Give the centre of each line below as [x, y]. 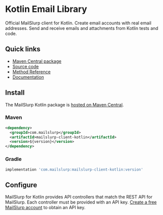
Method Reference [31, 72]
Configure [21, 185]
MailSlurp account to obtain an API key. [45, 208]
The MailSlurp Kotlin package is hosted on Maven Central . [65, 105]
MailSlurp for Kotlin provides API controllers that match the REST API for [79, 197]
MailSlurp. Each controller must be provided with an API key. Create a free [81, 202]
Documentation [28, 77]
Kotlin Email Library [46, 9]
